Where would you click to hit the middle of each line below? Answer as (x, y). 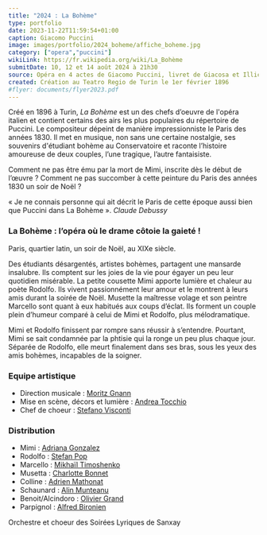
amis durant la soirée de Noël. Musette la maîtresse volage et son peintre (128, 297)
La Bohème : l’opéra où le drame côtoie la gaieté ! (104, 231)
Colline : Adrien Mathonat (61, 482)
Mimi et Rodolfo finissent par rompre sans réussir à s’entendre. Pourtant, (127, 330)
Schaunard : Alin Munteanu (64, 490)
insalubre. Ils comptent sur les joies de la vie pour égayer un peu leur (121, 272)
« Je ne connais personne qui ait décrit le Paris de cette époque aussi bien (130, 202)
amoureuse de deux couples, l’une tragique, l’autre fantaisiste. (110, 154)
